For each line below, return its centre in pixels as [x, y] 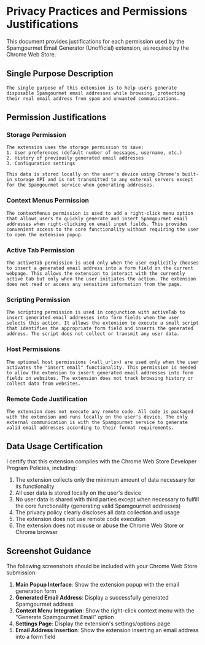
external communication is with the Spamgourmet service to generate [97, 422]
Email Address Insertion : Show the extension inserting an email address [107, 630]
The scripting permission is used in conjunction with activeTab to [96, 312]
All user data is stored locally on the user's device [78, 493]
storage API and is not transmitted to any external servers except [104, 180]
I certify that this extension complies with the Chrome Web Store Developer [102, 461]
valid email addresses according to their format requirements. [90, 428]
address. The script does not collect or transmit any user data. [93, 334]
